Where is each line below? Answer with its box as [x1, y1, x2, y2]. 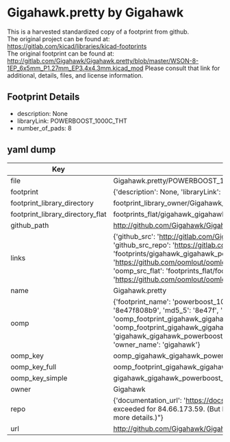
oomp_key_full [10, 362, 57, 371]
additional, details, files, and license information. [7, 71, 144, 80]
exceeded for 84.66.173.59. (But [112, 404, 220, 413]
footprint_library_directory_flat [10, 209, 107, 219]
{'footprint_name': [112, 296, 171, 306]
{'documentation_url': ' [112, 395, 186, 405]
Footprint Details [7, 91, 80, 103]
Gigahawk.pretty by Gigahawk [7, 5, 183, 21]
